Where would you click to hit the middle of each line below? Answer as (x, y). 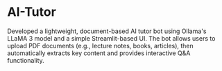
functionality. (26, 60)
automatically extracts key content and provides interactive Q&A (99, 53)
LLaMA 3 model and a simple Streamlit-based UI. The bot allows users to (111, 38)
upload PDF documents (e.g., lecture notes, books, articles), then (101, 45)
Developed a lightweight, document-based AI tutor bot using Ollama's (107, 31)
